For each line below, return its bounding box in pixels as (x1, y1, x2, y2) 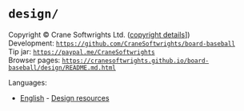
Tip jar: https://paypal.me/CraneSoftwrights (8, 46, 155, 56)
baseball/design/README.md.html (8, 63, 116, 72)
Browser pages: (8, 55, 61, 65)
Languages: (8, 77, 47, 87)
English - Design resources (19, 93, 110, 102)
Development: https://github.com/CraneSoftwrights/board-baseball (8, 38, 236, 48)
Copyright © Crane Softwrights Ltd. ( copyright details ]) (8, 30, 190, 39)
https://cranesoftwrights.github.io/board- (62, 57, 210, 65)
